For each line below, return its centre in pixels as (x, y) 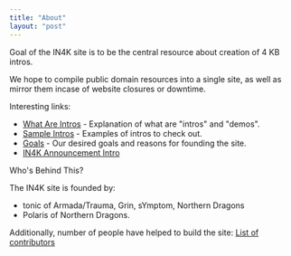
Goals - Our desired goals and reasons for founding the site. (134, 143)
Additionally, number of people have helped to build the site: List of (134, 232)
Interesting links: (40, 106)
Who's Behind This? (47, 170)
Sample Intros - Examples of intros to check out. (112, 133)
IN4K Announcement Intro (71, 152)
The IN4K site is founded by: (62, 187)
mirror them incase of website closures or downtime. (108, 89)
